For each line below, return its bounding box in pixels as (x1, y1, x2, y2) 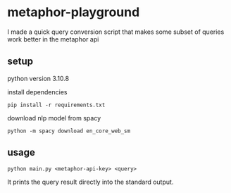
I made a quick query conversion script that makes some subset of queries (7, 27, 225, 36)
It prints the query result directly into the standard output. (7, 178, 174, 186)
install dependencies (7, 87, 68, 96)
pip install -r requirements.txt (7, 101, 106, 108)
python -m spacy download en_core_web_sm (7, 127, 131, 135)
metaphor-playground (7, 4, 140, 20)
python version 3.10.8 (7, 74, 69, 82)
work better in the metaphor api (7, 35, 99, 43)
